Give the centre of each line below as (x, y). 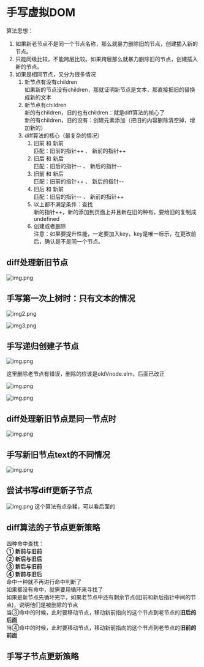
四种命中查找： (25, 543)
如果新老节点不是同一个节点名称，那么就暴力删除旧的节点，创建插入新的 (106, 43)
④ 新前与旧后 (24, 574)
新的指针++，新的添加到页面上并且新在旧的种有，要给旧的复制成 (115, 212)
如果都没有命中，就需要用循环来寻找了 (55, 589)
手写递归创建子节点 (43, 346)
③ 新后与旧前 (24, 566)
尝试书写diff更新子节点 (49, 490)
